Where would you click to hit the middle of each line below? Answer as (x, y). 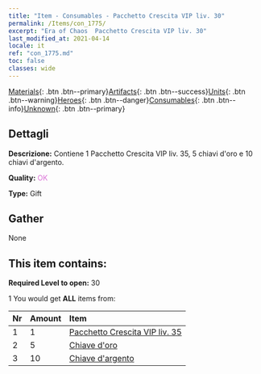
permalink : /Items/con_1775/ (57, 23)
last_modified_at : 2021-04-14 (59, 38)
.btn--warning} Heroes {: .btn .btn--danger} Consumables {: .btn (112, 100)
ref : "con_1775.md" (41, 53)
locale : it (27, 46)
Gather (26, 219)
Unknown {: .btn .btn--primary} (75, 108)
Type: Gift (25, 193)
